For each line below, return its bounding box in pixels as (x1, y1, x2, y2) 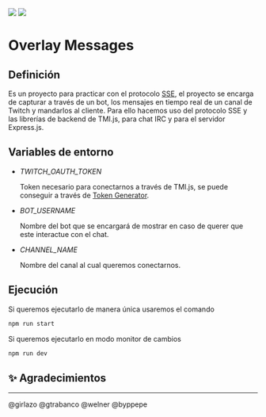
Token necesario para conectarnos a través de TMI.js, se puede (19, 182, 228, 191)
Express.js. (8, 123, 44, 132)
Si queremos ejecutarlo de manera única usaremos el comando (8, 304, 215, 314)
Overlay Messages (8, 36, 135, 55)
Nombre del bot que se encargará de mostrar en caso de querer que (19, 221, 244, 231)
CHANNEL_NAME (19, 245, 78, 254)
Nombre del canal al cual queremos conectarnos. (19, 260, 180, 270)
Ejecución (8, 283, 59, 296)
